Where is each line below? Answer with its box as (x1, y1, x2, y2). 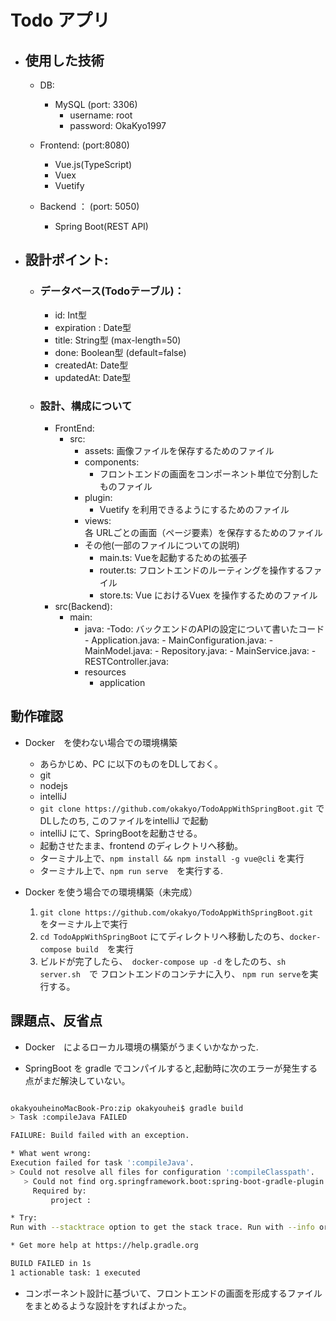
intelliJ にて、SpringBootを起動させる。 (39, 827, 203, 839)
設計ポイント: (24, 252, 109, 269)
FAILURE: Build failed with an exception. (10, 1131, 190, 1141)
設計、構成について (39, 399, 133, 413)
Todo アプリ (10, 9, 111, 32)
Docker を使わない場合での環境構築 (24, 736, 178, 748)
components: (84, 456, 140, 468)
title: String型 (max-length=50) (54, 334, 182, 346)
